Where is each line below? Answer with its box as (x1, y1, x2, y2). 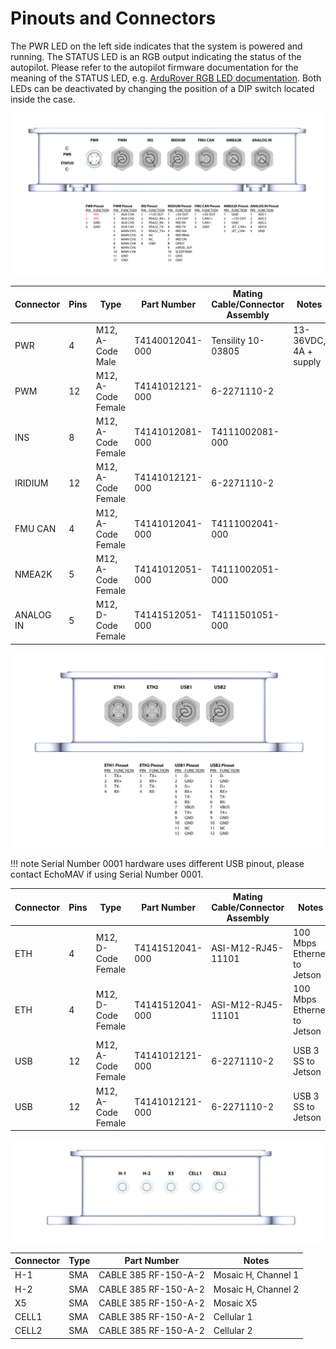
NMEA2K (14, 568, 53, 581)
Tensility (211, 334, 246, 346)
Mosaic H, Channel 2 (213, 1283, 300, 1295)
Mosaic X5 (213, 1297, 258, 1309)
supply (293, 355, 322, 367)
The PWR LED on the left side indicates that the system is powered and (10, 40, 303, 52)
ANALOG (14, 609, 52, 621)
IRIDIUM (14, 477, 49, 489)
